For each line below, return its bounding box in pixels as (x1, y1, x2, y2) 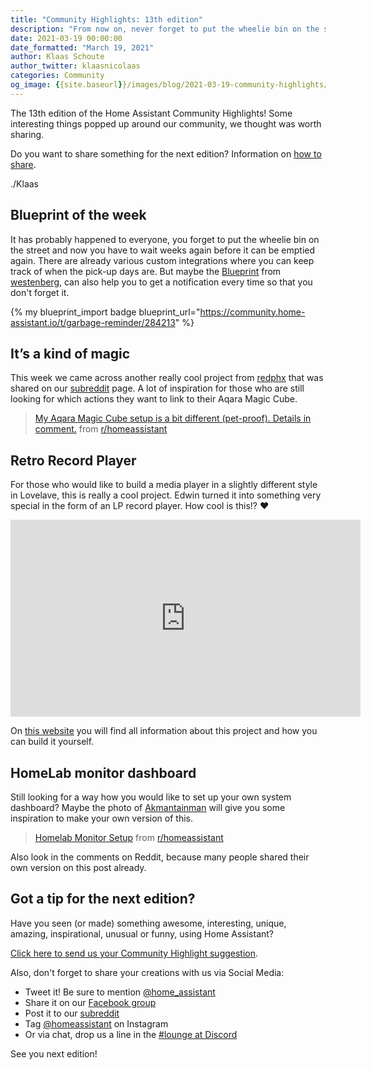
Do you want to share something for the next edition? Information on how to (10, 147, 322, 160)
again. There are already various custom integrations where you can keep (10, 254, 315, 266)
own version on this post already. (10, 862, 147, 873)
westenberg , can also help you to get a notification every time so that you (10, 276, 313, 288)
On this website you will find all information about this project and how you (10, 725, 318, 737)
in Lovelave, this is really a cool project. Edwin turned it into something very (10, 489, 322, 501)
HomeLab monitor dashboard (10, 764, 197, 781)
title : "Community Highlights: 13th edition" (10, 14, 203, 25)
